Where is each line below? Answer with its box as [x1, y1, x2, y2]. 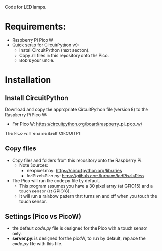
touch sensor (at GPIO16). [19, 188, 71, 194]
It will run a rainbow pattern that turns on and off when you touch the [19, 193, 157, 199]
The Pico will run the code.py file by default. [12, 177, 100, 183]
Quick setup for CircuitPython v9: [12, 42, 79, 48]
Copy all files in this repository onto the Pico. [19, 52, 109, 58]
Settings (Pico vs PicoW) [5, 212, 81, 221]
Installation [5, 74, 51, 86]
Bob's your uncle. [19, 58, 55, 63]
